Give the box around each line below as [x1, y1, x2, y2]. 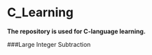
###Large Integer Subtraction [7, 40, 91, 48]
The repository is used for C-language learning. [7, 27, 146, 35]
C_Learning [7, 5, 74, 20]
